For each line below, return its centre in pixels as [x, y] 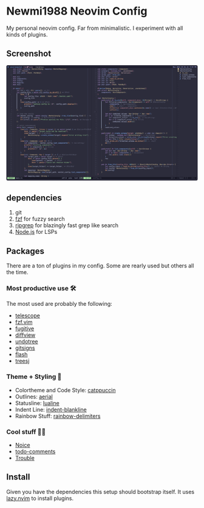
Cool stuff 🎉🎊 [26, 432]
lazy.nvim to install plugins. [40, 498]
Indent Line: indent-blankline [51, 409]
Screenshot [29, 54]
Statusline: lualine [37, 403]
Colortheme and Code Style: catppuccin [65, 390]
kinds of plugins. [27, 34]
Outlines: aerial [34, 397]
